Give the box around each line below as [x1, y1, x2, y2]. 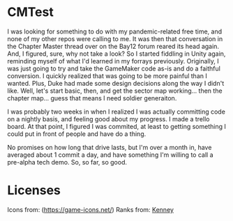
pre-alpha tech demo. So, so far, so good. [7, 158, 128, 166]
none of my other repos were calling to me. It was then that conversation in [7, 34, 223, 43]
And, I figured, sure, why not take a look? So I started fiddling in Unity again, [7, 49, 226, 58]
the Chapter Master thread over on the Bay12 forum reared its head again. [7, 42, 220, 50]
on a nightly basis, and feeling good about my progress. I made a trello [7, 114, 210, 123]
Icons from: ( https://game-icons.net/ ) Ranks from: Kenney [7, 205, 174, 213]
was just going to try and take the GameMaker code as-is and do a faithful [7, 64, 221, 73]
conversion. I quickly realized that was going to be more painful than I [7, 71, 207, 80]
